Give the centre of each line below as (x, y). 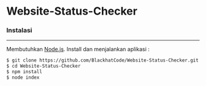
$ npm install (25, 72)
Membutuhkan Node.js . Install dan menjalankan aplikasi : (78, 49)
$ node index (23, 77)
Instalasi (19, 30)
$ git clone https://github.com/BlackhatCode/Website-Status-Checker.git (103, 60)
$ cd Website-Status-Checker (44, 66)
